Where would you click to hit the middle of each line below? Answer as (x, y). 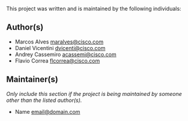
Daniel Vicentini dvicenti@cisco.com (60, 48)
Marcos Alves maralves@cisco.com (59, 42)
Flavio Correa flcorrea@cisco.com (57, 61)
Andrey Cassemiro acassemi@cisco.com (65, 54)
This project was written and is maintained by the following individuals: (94, 9)
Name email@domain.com (47, 111)
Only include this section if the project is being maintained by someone (94, 94)
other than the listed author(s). (44, 100)
